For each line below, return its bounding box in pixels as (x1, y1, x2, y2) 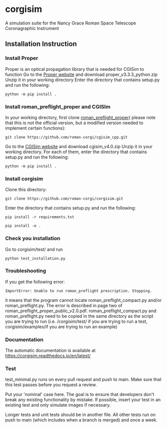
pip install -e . (5, 223, 41, 228)
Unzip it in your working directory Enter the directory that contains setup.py (5, 76, 160, 83)
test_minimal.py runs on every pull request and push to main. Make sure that (5, 377, 162, 383)
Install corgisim (5, 175, 43, 182)
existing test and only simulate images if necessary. (5, 402, 111, 408)
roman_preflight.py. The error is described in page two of (5, 302, 123, 308)
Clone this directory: (5, 187, 47, 193)
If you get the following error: (5, 278, 65, 285)
